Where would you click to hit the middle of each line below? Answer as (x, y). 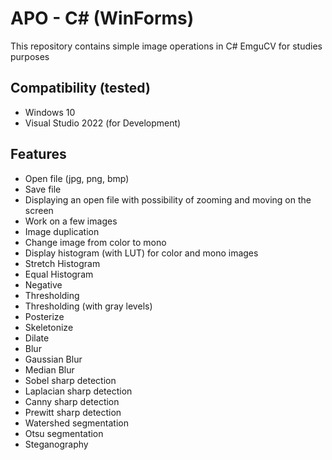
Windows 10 (50, 112)
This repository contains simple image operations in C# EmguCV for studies (166, 46)
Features (38, 154)
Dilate (37, 338)
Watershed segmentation (76, 423)
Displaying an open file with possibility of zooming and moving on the (168, 199)
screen (39, 210)
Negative (43, 284)
